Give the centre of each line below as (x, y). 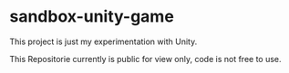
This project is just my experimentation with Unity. (103, 41)
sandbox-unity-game (92, 17)
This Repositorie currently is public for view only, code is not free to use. (145, 59)
